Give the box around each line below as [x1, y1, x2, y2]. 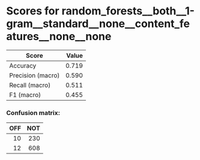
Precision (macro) [9, 71, 60, 79]
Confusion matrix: [6, 108, 61, 117]
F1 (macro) [9, 90, 41, 99]
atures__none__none [6, 30, 112, 43]
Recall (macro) [9, 81, 51, 89]
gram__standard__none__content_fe [6, 17, 190, 31]
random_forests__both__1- [61, 4, 195, 18]
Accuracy [9, 61, 37, 70]
